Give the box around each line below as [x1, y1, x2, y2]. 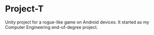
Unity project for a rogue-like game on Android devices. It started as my [5, 19, 150, 25]
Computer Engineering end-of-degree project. [5, 24, 98, 30]
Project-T [5, 3, 44, 14]
